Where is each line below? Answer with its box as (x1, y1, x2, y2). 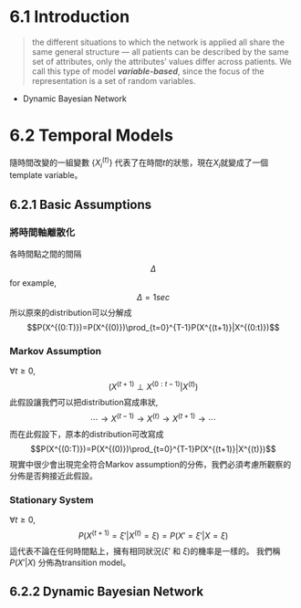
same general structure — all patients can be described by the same (31, 46, 289, 57)
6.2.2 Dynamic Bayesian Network (9, 583, 204, 599)
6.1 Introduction (9, 6, 130, 27)
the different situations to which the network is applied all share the (31, 37, 285, 47)
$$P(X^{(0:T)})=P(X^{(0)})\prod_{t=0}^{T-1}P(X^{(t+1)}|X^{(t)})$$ (30, 443, 276, 454)
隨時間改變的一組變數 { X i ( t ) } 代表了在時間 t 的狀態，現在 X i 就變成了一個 (9, 155, 269, 170)
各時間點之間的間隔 (9, 248, 82, 259)
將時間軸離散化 (9, 225, 76, 238)
